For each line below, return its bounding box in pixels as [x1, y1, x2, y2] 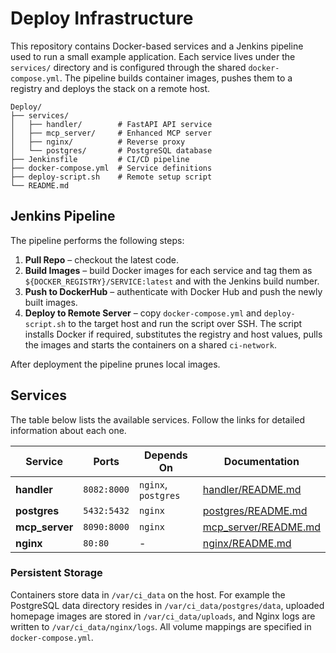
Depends [144, 448, 188, 462]
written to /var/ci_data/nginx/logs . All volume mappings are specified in [10, 620, 312, 632]
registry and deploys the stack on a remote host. [10, 82, 211, 94]
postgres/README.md [202, 503, 308, 517]
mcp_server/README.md [202, 520, 321, 534]
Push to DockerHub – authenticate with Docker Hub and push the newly [24, 285, 323, 297]
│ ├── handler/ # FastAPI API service [10, 119, 213, 129]
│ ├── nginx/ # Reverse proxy [10, 137, 186, 147]
